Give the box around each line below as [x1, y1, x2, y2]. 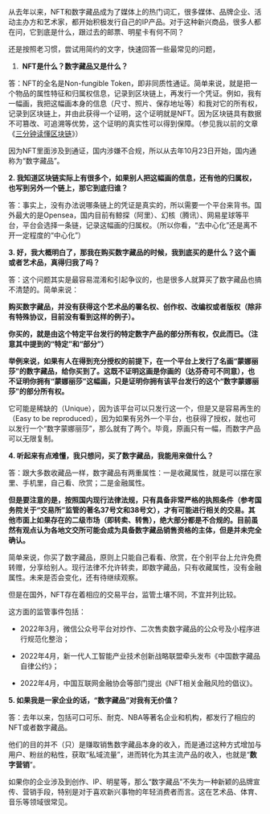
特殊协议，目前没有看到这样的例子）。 [14, 312, 139, 321]
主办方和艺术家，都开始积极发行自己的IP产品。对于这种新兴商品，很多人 [14, 17, 255, 27]
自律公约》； [19, 661, 59, 671]
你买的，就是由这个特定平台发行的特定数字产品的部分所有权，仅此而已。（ [8, 329, 252, 338]
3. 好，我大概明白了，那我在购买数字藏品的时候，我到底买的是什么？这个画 [8, 248, 256, 257]
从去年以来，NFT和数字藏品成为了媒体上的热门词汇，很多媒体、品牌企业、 [8, 7, 255, 16]
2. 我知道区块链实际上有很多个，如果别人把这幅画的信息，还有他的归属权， [8, 173, 256, 183]
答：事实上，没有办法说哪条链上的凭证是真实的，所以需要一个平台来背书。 [8, 200, 255, 209]
